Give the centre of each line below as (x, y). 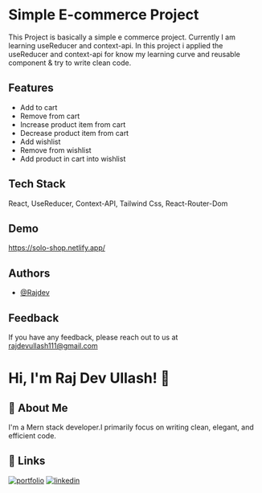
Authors (29, 273)
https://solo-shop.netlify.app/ (57, 248)
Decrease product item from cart (74, 133)
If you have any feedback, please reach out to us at (93, 337)
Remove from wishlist (55, 150)
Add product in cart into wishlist (73, 158)
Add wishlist (40, 142)
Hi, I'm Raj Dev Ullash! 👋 (89, 378)
